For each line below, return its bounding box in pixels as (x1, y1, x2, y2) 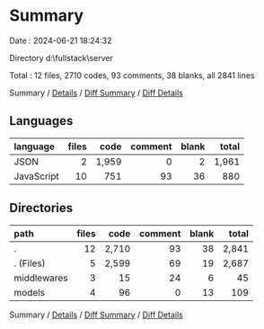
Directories (9, 200, 74, 216)
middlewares (13, 271, 69, 284)
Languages (9, 113, 74, 129)
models (13, 286, 46, 298)
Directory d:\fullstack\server (9, 52, 114, 63)
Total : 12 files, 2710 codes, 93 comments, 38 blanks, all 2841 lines (9, 69, 255, 81)
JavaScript (13, 170, 60, 182)
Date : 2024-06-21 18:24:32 (9, 35, 112, 46)
